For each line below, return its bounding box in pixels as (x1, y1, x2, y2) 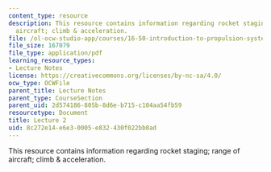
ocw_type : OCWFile (8, 79, 70, 87)
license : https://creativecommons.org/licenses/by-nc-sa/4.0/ (8, 72, 222, 80)
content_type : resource (8, 11, 89, 20)
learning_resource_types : (8, 57, 95, 65)
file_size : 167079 (8, 42, 70, 50)
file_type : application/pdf (8, 49, 103, 57)
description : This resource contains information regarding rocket (8, 19, 240, 27)
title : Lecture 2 (8, 117, 67, 125)
